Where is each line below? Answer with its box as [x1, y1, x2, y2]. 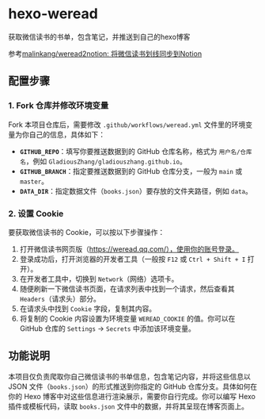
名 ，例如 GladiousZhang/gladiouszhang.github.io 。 [19, 156, 187, 166]
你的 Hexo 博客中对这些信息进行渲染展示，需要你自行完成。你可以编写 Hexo [8, 391, 256, 401]
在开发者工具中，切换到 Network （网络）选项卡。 [19, 274, 179, 283]
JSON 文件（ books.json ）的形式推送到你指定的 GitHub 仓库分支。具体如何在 [8, 382, 258, 391]
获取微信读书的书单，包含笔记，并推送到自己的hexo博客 [8, 32, 191, 41]
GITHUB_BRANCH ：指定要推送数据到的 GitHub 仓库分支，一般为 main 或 [19, 166, 243, 175]
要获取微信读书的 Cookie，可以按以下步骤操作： [8, 227, 165, 236]
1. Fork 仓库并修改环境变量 [8, 100, 109, 111]
